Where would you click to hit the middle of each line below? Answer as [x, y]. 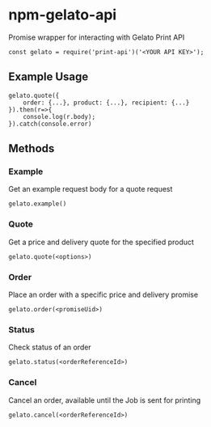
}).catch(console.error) [50, 124]
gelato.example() [38, 204]
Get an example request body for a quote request [91, 189]
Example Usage [49, 77]
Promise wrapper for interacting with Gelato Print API [97, 37]
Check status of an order [50, 347]
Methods [32, 148]
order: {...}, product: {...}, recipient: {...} [106, 103]
